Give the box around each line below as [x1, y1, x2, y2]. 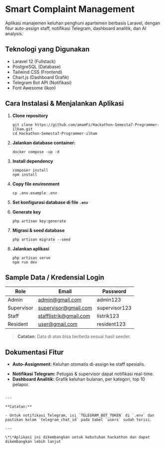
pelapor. [12, 382, 30, 388]
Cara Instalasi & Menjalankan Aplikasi [5, 99, 124, 108]
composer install [12, 168, 49, 173]
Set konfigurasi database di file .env [12, 199, 88, 205]
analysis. [5, 30, 23, 36]
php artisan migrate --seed [12, 237, 71, 242]
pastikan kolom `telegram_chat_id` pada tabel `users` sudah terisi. [5, 418, 153, 423]
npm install [12, 172, 37, 177]
